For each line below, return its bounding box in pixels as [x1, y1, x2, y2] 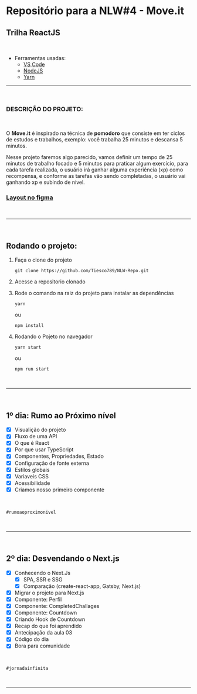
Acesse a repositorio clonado [14, 278, 86, 285]
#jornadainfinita [6, 666, 49, 672]
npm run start [14, 366, 49, 372]
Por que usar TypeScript [14, 446, 74, 453]
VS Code [23, 61, 45, 68]
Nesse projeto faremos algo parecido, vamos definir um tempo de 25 [6, 154, 173, 161]
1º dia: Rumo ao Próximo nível [6, 411, 116, 421]
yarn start [14, 345, 42, 351]
